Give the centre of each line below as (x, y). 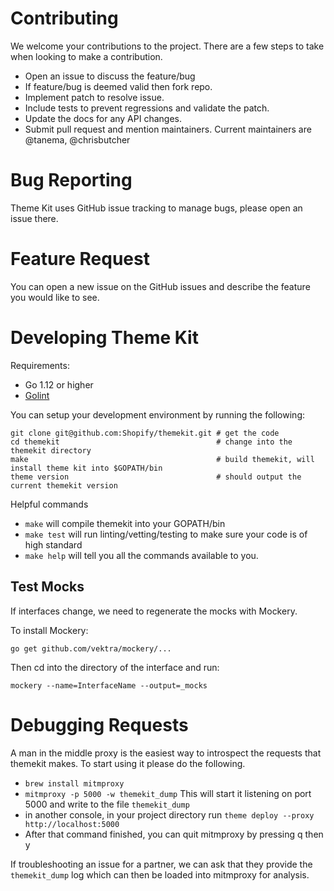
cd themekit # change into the (151, 442)
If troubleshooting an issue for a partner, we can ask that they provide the (161, 864)
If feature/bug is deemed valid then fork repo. (118, 86)
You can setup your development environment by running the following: (158, 414)
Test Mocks (47, 587)
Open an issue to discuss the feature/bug (110, 76)
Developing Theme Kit (104, 338)
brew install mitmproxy (74, 783)
